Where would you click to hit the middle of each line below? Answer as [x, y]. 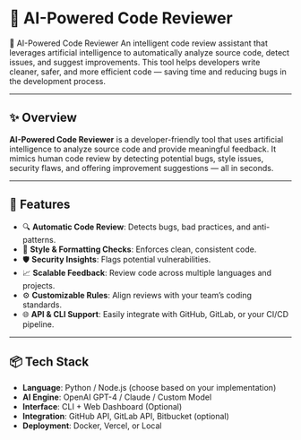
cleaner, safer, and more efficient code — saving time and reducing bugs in [148, 72]
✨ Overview [43, 118]
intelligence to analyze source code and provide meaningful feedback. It [143, 149]
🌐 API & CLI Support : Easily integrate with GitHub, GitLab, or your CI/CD [155, 314]
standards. [42, 305]
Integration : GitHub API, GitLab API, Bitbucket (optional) [126, 417]
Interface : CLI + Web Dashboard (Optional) [102, 407]
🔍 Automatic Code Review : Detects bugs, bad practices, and [136, 227]
